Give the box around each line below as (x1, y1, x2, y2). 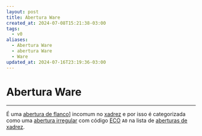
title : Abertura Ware (6, 14, 61, 20)
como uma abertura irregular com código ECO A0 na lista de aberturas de (6, 117, 188, 124)
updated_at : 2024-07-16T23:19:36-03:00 (6, 59, 106, 65)
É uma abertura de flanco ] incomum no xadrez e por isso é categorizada (6, 111, 186, 118)
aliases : (6, 37, 28, 43)
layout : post (6, 8, 39, 15)
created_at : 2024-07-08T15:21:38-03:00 (6, 20, 106, 26)
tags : (6, 25, 20, 32)
